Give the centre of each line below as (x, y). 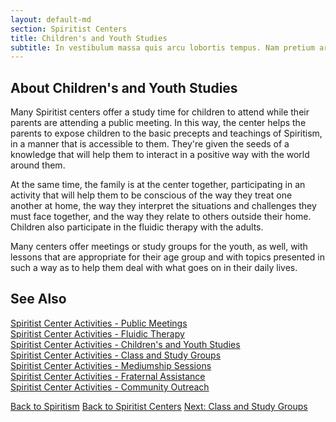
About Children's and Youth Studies (124, 87)
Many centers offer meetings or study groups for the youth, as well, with (159, 247)
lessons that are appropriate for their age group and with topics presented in (167, 257)
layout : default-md (51, 19)
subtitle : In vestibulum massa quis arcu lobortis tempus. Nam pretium (162, 47)
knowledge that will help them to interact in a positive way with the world (160, 155)
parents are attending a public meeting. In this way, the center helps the (158, 123)
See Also (38, 299)
